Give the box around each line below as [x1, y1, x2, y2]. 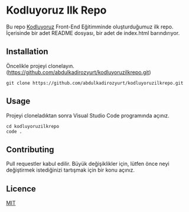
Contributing [6, 144, 54, 155]
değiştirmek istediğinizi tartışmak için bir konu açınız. [6, 166, 135, 174]
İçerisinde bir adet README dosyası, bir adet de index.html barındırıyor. [6, 29, 180, 36]
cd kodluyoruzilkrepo [6, 123, 60, 129]
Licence [6, 184, 37, 194]
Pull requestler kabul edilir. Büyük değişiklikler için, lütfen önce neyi [6, 160, 170, 168]
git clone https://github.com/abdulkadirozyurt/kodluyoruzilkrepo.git [6, 80, 184, 86]
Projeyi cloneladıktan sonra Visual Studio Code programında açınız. [6, 112, 170, 119]
